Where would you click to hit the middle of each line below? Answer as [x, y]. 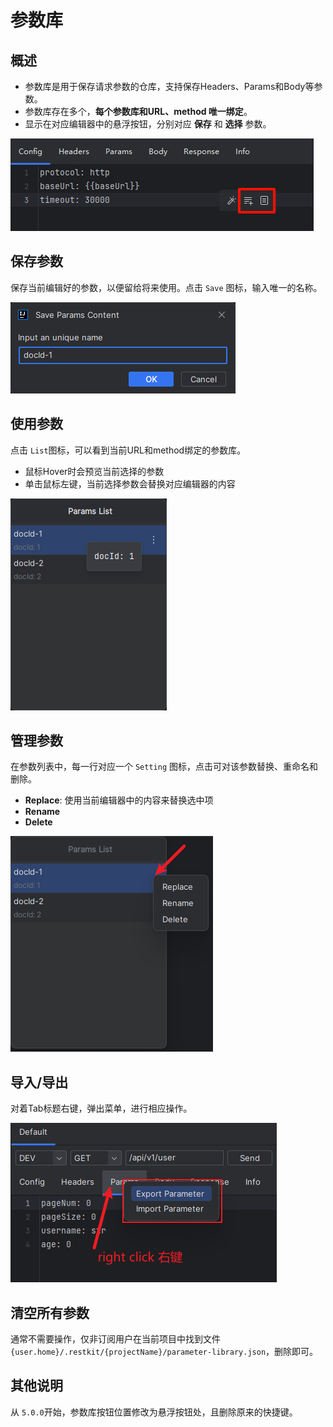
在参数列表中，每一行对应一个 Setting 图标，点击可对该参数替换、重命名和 [164, 767]
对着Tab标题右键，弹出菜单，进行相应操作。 [101, 1108]
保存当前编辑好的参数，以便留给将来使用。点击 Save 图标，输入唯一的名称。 [166, 287]
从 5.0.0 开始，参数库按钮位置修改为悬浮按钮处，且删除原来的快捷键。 [154, 1412]
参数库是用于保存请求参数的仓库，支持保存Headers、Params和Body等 [169, 86]
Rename [42, 812]
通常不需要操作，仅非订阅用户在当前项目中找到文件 [115, 1339]
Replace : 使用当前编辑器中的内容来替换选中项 [119, 800]
